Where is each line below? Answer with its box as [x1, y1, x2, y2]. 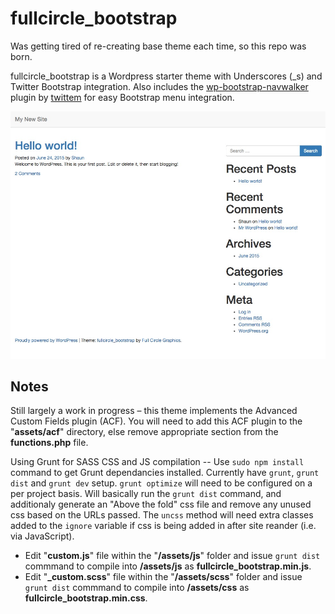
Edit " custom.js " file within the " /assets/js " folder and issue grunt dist [24, 550, 321, 562]
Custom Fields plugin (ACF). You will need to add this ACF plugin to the [10, 415, 303, 427]
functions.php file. [10, 437, 89, 449]
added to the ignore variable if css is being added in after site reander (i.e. [10, 520, 317, 532]
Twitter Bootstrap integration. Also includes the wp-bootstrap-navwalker [10, 80, 309, 92]
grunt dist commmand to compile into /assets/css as [24, 582, 250, 594]
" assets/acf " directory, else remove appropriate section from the [10, 426, 279, 438]
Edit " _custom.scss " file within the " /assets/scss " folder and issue [24, 571, 303, 583]
